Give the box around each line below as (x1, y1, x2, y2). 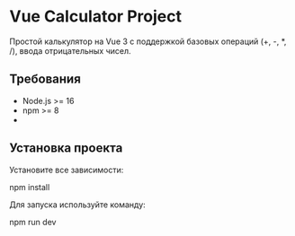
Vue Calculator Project (9, 6, 183, 27)
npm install (9, 181, 50, 192)
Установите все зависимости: (9, 164, 124, 175)
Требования (9, 72, 81, 87)
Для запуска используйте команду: (9, 199, 146, 210)
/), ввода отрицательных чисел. (9, 45, 131, 56)
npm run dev (9, 216, 57, 227)
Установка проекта (9, 141, 123, 156)
